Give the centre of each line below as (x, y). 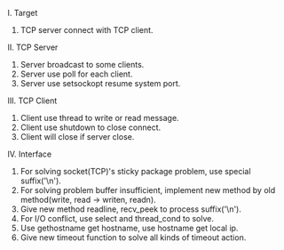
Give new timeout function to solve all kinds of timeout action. (133, 238)
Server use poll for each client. (76, 74)
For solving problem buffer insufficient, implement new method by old (148, 190)
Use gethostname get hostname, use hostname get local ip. (129, 228)
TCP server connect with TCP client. (87, 30)
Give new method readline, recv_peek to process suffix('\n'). (131, 209)
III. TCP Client (32, 101)
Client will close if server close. (77, 137)
